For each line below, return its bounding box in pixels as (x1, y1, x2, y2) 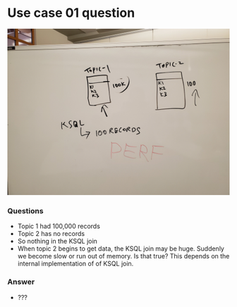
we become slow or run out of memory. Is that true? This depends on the (17, 252, 230, 261)
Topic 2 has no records (17, 230, 85, 238)
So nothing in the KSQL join (17, 237, 97, 246)
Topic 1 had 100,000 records (17, 222, 101, 230)
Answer (7, 277, 35, 287)
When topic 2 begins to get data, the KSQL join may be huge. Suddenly (17, 244, 224, 253)
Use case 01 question (7, 5, 135, 21)
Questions (7, 206, 44, 215)
